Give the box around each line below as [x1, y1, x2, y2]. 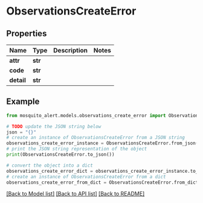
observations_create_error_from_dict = [6, 179, 107, 185]
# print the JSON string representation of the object [6, 146, 147, 152]
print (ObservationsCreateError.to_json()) [6, 152, 115, 158]
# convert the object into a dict [6, 162, 94, 169]
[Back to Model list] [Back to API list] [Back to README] [6, 190, 145, 198]
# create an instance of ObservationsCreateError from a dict [6, 173, 166, 179]
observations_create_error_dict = [6, 168, 94, 174]
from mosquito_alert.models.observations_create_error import [6, 112, 166, 118]
